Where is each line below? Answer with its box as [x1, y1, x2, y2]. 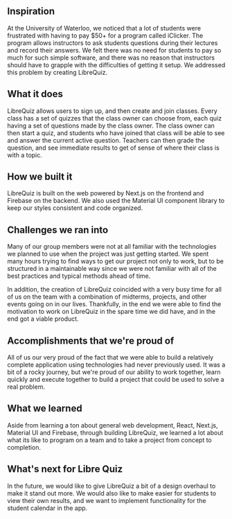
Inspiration [7, 6, 55, 17]
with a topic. [7, 150, 43, 159]
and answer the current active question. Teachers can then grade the [7, 136, 205, 144]
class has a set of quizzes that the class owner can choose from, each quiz [7, 114, 222, 122]
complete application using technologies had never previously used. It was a [7, 360, 226, 369]
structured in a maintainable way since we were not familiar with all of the [7, 265, 217, 273]
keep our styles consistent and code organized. [7, 204, 143, 212]
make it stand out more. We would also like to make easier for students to [7, 489, 217, 498]
